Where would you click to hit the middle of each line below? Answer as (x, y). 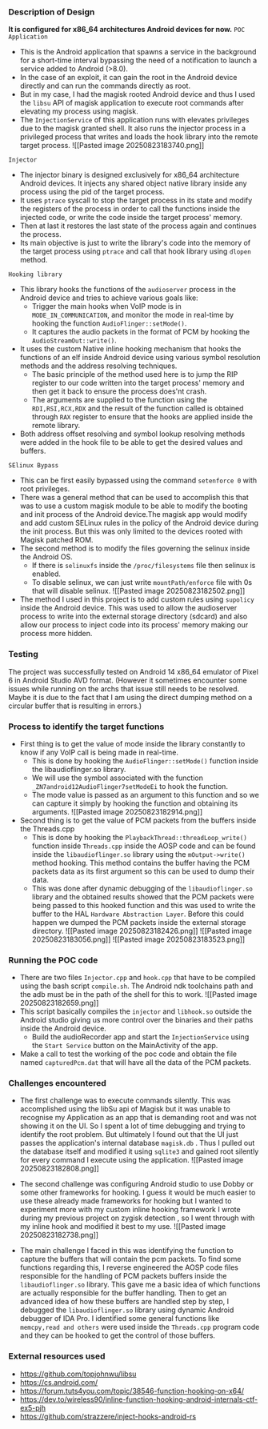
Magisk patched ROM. (56, 540)
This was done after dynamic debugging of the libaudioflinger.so (142, 888)
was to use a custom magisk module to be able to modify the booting (134, 506)
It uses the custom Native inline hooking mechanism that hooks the (130, 349)
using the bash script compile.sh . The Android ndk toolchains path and (136, 986)
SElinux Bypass (34, 466)
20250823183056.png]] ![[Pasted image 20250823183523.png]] (138, 939)
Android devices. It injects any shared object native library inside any (133, 183)
